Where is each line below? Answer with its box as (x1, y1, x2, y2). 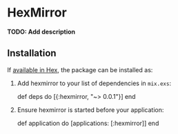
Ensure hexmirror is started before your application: (17, 105, 164, 114)
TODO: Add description (7, 27, 76, 36)
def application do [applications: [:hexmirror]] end (17, 119, 159, 127)
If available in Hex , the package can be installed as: (7, 65, 153, 74)
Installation (7, 47, 57, 59)
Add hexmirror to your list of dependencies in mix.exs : (17, 79, 171, 87)
